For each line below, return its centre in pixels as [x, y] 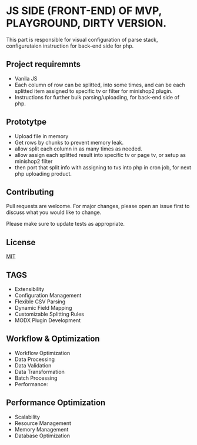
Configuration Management [48, 295]
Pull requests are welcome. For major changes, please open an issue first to [98, 206]
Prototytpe [26, 122]
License [21, 242]
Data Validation [33, 365]
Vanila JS [26, 78]
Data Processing [34, 359]
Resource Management [43, 423]
